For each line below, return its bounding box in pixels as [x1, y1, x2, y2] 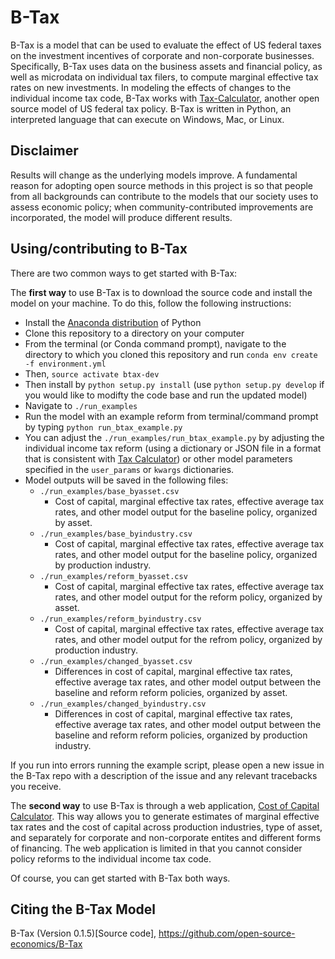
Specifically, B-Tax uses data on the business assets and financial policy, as [10, 60, 323, 72]
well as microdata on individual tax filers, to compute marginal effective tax [10, 71, 319, 83]
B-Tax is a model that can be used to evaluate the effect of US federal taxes [10, 39, 322, 51]
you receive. [10, 780, 62, 792]
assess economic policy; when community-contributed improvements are [10, 201, 314, 213]
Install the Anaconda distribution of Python [24, 316, 202, 328]
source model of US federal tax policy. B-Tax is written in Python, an [10, 102, 292, 115]
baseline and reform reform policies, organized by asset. [54, 686, 288, 698]
